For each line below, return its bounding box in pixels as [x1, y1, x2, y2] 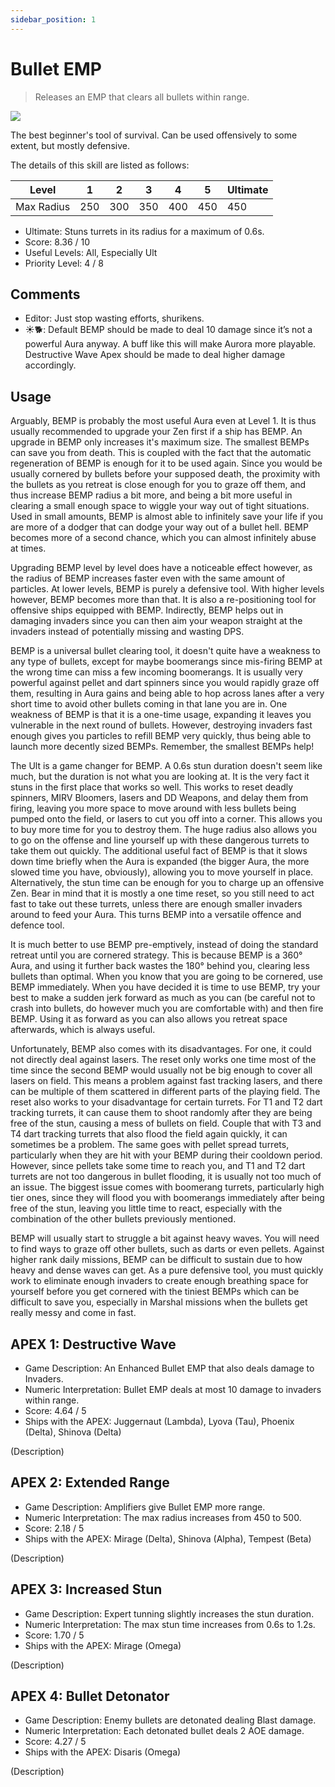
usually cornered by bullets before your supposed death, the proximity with [10, 468, 321, 480]
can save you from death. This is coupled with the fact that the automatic [10, 447, 312, 459]
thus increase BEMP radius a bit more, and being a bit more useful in [10, 489, 293, 501]
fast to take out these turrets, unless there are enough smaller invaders [10, 898, 303, 910]
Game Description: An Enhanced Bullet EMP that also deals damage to [24, 1362, 315, 1374]
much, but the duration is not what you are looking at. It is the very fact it [10, 771, 310, 783]
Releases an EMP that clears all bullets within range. [34, 91, 250, 103]
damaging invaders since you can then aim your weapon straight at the [10, 615, 303, 627]
